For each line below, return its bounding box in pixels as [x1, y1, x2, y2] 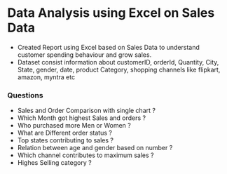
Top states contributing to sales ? [17, 136, 114, 145]
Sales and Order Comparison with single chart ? [17, 107, 156, 115]
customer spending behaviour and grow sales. [17, 51, 152, 59]
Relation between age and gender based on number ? [17, 144, 173, 152]
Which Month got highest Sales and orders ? [17, 114, 146, 122]
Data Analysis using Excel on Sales [7, 5, 215, 21]
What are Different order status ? [17, 128, 112, 138]
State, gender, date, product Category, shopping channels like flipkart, [17, 65, 221, 74]
